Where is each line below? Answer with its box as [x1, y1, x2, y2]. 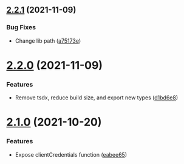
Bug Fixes [6, 23, 36, 32]
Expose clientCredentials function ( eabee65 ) [15, 151, 128, 158]
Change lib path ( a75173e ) [15, 37, 81, 45]
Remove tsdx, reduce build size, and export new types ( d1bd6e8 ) [15, 94, 179, 101]
